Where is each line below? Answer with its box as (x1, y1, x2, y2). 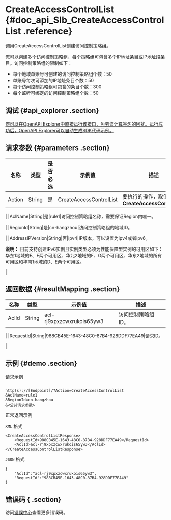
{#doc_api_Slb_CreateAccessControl (5, 14, 164, 26)
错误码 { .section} (5, 495, 62, 504)
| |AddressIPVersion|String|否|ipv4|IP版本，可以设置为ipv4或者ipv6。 (5, 235, 150, 241)
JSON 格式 (5, 456, 25, 462)
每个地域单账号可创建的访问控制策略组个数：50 (12, 70, 112, 77)
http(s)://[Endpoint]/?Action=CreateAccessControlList (5, 388, 124, 393)
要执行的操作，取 (122, 193, 164, 200)
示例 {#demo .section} (5, 359, 78, 368)
